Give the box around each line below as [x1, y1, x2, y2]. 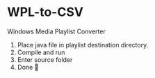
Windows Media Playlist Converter [7, 27, 106, 36]
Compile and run [17, 48, 65, 56]
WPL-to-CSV [7, 4, 83, 20]
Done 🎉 [17, 63, 39, 71]
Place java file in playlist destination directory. [17, 40, 149, 49]
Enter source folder [17, 55, 73, 63]
